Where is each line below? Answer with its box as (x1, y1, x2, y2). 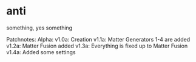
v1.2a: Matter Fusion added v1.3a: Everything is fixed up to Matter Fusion (6, 42, 188, 49)
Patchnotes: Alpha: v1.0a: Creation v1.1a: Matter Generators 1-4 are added (6, 36, 191, 43)
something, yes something (6, 24, 73, 31)
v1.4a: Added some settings (6, 48, 76, 55)
